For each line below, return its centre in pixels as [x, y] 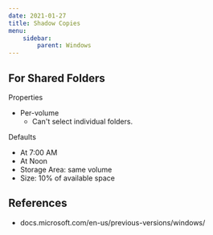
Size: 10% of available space [67, 178]
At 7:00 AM [39, 152]
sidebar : [37, 38]
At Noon [34, 160]
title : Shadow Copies [45, 23]
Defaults [22, 136]
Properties [26, 97]
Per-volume [39, 112]
